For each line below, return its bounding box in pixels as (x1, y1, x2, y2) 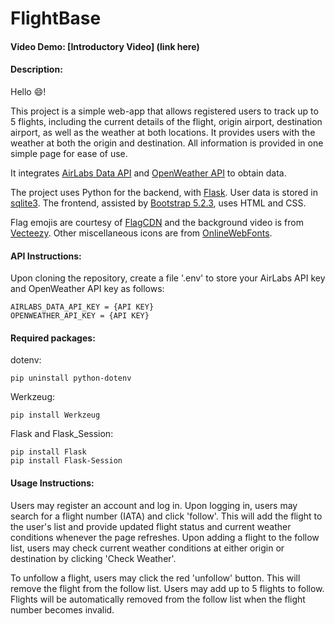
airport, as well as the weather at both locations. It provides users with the (10, 126, 316, 138)
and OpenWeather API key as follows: (10, 283, 165, 295)
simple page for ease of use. (10, 147, 128, 159)
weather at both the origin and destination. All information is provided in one (10, 137, 324, 149)
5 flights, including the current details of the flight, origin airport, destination (10, 115, 323, 127)
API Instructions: (10, 250, 82, 262)
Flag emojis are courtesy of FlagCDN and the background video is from (10, 216, 304, 228)
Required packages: (10, 332, 96, 344)
